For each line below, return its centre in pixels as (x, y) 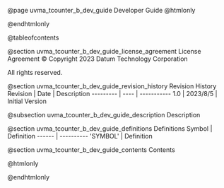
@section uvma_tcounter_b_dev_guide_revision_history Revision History (112, 86)
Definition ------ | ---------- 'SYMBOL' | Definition (80, 136)
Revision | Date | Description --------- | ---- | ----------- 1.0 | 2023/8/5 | (112, 94)
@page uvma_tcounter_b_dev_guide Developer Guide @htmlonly (101, 10)
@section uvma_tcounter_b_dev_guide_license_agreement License (104, 51)
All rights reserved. (35, 72)
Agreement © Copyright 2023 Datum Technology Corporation (98, 59)
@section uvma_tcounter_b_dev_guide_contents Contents (91, 150)
